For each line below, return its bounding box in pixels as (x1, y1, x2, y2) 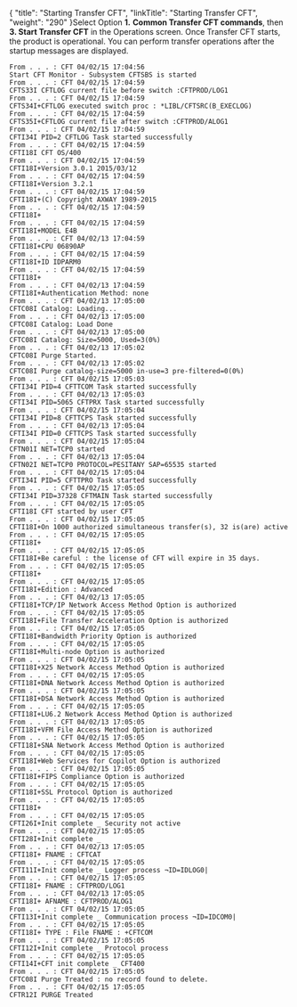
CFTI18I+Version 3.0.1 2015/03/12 (9, 164, 138, 173)
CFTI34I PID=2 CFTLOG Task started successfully (9, 133, 193, 142)
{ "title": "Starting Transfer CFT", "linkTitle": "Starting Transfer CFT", (9, 8, 258, 18)
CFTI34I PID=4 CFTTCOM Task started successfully (9, 382, 197, 391)
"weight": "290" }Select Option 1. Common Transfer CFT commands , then (9, 17, 284, 28)
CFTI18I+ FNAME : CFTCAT (9, 850, 101, 859)
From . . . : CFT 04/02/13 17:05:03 (9, 390, 145, 399)
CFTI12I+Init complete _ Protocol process (9, 944, 169, 953)
